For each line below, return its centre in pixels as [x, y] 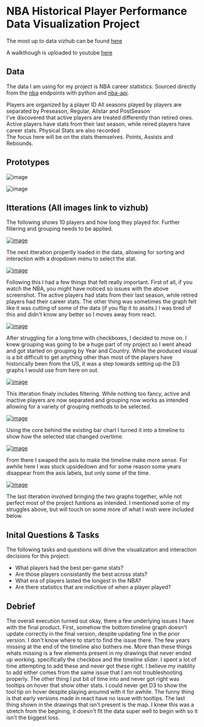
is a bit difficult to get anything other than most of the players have [90, 357]
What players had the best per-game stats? [69, 568]
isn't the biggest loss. [33, 718]
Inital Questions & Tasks [53, 535]
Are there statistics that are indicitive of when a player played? [93, 587]
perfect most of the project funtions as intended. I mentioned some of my [98, 503]
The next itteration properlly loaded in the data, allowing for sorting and [96, 252]
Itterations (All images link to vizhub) [77, 208]
